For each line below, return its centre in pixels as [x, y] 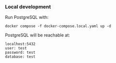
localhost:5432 [20, 44]
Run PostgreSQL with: [27, 17]
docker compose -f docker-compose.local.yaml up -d [58, 26]
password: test [20, 53]
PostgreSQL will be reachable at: [37, 35]
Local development [28, 7]
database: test [20, 57]
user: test [16, 48]
